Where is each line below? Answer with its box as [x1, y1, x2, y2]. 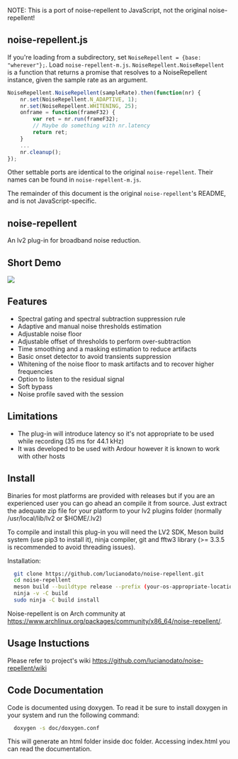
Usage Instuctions [7, 638, 90, 650]
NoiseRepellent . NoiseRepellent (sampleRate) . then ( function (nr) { [7, 89, 201, 96]
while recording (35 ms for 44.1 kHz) [17, 436, 124, 445]
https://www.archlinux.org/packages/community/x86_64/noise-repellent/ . [7, 616, 222, 625]
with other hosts [17, 452, 65, 460]
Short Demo [7, 257, 62, 269]
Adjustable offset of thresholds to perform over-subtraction [17, 337, 191, 345]
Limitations [7, 411, 58, 423]
